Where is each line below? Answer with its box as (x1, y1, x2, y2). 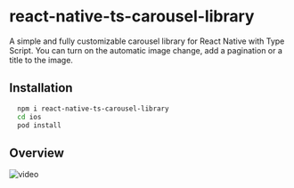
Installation (9, 80, 73, 95)
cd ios (17, 112, 42, 121)
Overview (9, 145, 65, 160)
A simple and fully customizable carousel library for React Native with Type (9, 36, 285, 46)
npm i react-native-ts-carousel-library (17, 104, 169, 113)
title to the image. (9, 54, 74, 65)
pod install (17, 120, 62, 130)
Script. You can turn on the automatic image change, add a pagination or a (9, 45, 283, 55)
